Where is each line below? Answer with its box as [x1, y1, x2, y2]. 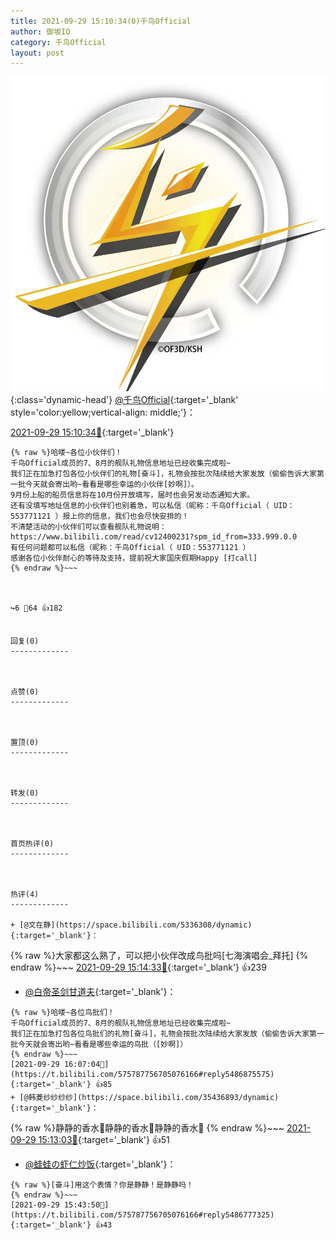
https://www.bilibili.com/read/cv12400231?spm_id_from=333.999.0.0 [10, 532, 298, 542]
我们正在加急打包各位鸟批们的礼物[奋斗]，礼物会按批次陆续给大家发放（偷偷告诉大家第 [10, 1029, 317, 1039]
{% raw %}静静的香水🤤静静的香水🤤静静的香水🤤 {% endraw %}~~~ [10, 1122, 285, 1134]
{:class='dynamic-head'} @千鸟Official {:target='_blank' [10, 394, 239, 406]
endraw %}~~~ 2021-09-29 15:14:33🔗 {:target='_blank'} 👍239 [10, 961, 267, 974]
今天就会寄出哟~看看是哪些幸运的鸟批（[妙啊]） [17, 1040, 188, 1050]
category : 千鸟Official [10, 37, 107, 47]
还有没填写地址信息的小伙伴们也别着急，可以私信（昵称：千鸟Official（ [10, 501, 270, 511]
